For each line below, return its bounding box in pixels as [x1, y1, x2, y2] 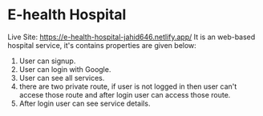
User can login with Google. [18, 64, 111, 74]
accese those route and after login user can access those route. [18, 90, 231, 99]
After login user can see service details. [18, 98, 151, 108]
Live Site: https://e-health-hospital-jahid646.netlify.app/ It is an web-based [7, 32, 256, 42]
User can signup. [18, 56, 76, 66]
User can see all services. [18, 73, 105, 82]
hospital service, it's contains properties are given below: [7, 40, 197, 50]
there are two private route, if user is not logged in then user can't [18, 82, 237, 91]
